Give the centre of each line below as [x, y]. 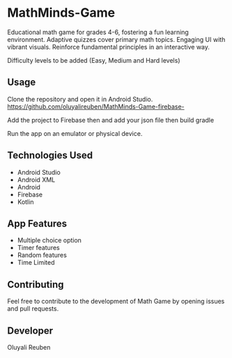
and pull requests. [33, 309]
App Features [37, 223]
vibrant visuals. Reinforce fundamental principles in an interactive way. [109, 47]
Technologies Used [50, 156]
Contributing [36, 285]
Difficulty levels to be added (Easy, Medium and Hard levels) [94, 60]
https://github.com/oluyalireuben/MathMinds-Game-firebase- [96, 107]
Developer [30, 330]
